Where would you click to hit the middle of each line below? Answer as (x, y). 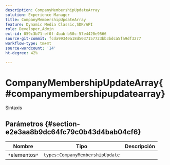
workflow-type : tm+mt (29, 44)
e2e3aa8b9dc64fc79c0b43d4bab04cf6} (73, 132)
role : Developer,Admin (30, 29)
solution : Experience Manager (38, 15)
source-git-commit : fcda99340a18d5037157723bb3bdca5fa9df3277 (73, 39)
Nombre (23, 147)
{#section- (63, 124)
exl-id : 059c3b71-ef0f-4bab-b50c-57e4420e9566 (56, 34)
